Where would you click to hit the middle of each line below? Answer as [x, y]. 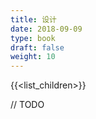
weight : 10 [33, 57]
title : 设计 [33, 19]
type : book [33, 38]
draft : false [37, 47]
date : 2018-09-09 [46, 29]
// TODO [27, 105]
